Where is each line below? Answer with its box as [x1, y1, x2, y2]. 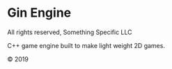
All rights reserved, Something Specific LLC [7, 28, 132, 36]
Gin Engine [7, 5, 72, 21]
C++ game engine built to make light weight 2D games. [7, 41, 166, 49]
